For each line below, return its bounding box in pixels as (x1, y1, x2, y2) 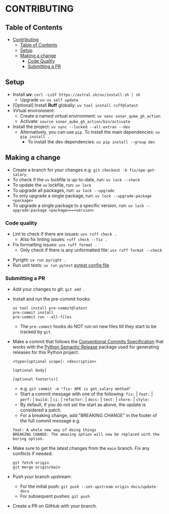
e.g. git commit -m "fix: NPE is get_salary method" (20, 386, 131, 392)
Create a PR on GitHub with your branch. (12, 503, 97, 509)
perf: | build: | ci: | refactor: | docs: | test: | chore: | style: (20, 396, 150, 402)
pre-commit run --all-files (12, 315, 72, 320)
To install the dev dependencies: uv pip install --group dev (27, 138, 155, 144)
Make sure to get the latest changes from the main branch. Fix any (12, 445, 150, 451)
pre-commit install (12, 310, 54, 316)
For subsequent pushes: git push (20, 493, 90, 499)
